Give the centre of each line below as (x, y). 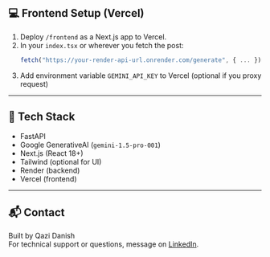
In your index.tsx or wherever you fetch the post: (102, 45)
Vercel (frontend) (48, 178)
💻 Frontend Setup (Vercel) (76, 13)
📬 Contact (37, 212)
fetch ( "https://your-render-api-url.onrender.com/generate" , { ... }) (141, 60)
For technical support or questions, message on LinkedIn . (104, 244)
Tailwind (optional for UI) (61, 161)
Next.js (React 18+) (51, 153)
